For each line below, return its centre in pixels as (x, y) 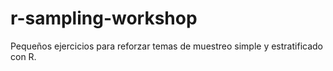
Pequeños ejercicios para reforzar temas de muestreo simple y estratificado (166, 46)
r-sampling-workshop (104, 18)
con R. (23, 56)
